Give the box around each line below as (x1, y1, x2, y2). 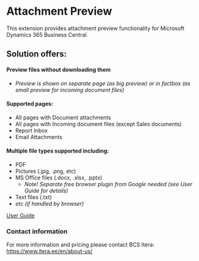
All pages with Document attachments (15, 113, 112, 121)
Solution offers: (6, 49, 67, 59)
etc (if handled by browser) (15, 200, 84, 207)
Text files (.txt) (15, 193, 52, 200)
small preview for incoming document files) (15, 86, 125, 93)
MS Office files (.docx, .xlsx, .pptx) (15, 173, 103, 181)
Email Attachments (15, 133, 63, 140)
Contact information (6, 227, 68, 235)
